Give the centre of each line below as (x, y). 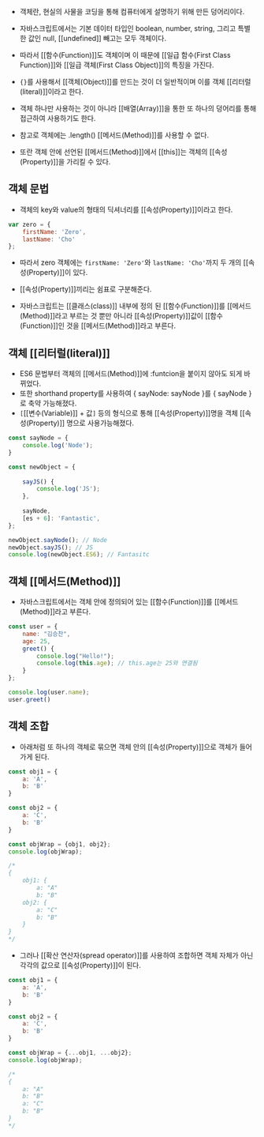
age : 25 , (37, 641)
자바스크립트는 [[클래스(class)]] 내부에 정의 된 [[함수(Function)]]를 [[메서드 (136, 306)
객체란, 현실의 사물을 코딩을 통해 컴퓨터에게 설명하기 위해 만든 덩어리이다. (132, 11)
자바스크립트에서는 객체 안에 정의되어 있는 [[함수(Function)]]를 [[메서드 (129, 602)
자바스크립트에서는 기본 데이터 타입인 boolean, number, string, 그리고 (128, 28)
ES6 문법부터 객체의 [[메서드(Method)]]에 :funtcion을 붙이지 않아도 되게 (131, 374)
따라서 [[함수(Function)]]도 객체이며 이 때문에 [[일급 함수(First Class (125, 55)
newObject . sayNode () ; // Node (58, 540)
